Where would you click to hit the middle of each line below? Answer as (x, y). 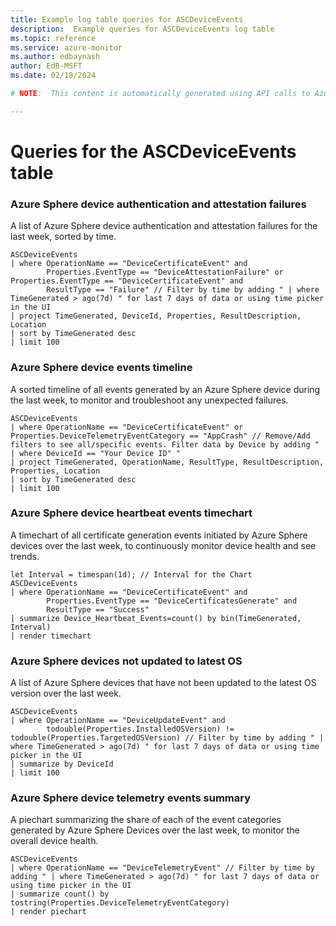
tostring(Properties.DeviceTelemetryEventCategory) (120, 903)
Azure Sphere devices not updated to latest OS (126, 661)
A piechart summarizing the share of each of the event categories (146, 820)
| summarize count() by (60, 894)
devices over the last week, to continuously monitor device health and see (163, 545)
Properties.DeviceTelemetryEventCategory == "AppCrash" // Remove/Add (160, 436)
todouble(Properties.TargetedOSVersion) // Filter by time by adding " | (167, 738)
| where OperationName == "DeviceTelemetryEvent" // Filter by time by (162, 868)
